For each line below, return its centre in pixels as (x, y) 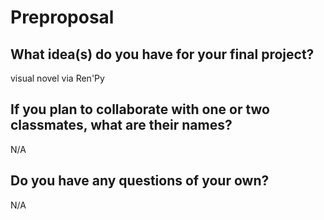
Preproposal (62, 17)
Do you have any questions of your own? (140, 181)
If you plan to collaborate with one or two (140, 109)
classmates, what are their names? (121, 125)
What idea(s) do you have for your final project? (162, 54)
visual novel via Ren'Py (57, 78)
